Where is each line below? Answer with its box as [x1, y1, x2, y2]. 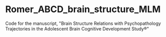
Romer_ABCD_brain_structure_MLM [5, 4, 161, 15]
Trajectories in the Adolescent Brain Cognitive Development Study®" [5, 25, 149, 31]
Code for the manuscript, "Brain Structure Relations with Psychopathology [5, 20, 161, 26]
